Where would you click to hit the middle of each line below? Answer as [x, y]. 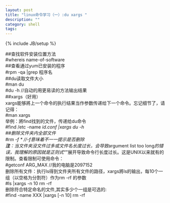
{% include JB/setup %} [31, 43]
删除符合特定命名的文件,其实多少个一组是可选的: [56, 190]
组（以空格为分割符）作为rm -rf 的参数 [46, 178]
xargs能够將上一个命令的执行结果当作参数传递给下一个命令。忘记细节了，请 [85, 103]
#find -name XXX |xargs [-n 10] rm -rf [45, 195]
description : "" [23, 19]
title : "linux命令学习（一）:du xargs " [46, 15]
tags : [11, 29]
